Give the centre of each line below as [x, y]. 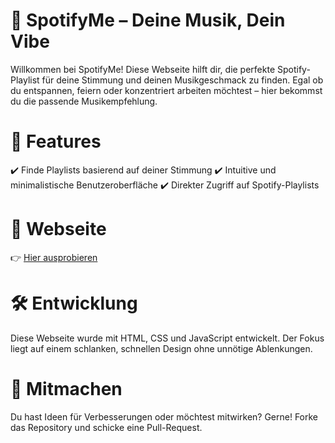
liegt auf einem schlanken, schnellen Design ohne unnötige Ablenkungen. [161, 348]
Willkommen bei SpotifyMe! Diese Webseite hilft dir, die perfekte [143, 69]
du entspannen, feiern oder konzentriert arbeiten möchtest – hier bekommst [166, 90]
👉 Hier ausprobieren [54, 257]
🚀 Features [56, 141]
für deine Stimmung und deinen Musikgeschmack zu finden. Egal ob [182, 80]
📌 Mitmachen [66, 388]
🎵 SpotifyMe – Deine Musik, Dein [148, 20]
